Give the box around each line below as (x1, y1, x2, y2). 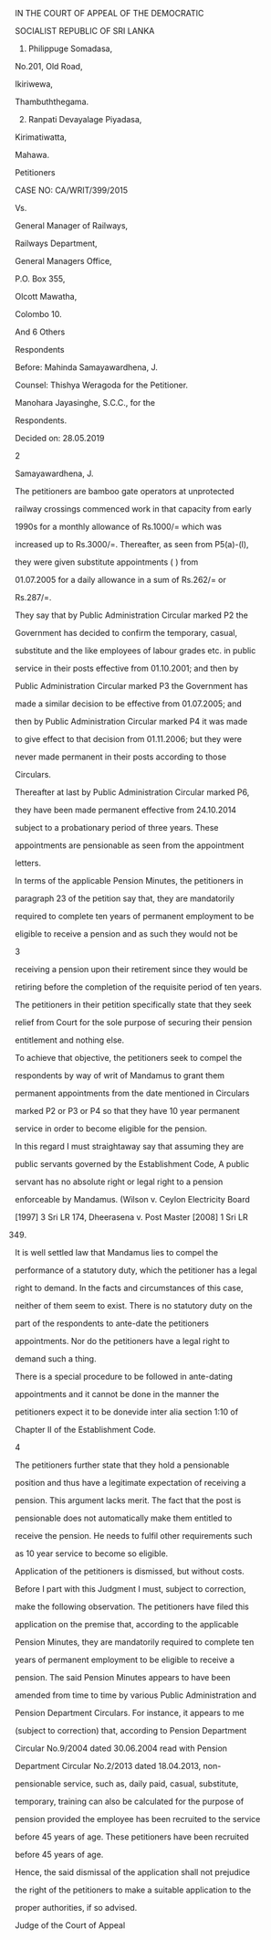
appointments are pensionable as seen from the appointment (15, 840, 245, 851)
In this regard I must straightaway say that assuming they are (15, 1141, 245, 1151)
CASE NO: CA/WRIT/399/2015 (15, 185, 129, 196)
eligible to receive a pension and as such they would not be (15, 928, 238, 939)
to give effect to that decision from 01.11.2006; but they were (15, 734, 243, 744)
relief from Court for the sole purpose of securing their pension (15, 1017, 253, 1027)
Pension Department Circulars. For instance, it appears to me (15, 1708, 245, 1718)
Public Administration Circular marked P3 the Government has (15, 681, 249, 691)
